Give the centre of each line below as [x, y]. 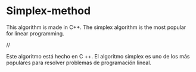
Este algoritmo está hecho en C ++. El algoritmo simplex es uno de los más [98, 56]
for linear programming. [35, 33]
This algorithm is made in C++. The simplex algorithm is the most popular [96, 27]
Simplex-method [49, 11]
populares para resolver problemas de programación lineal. [79, 63]
